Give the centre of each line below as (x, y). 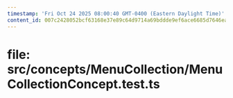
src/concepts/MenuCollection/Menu (115, 69)
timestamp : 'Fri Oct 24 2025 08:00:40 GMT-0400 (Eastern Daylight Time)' (116, 14)
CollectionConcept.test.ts (84, 84)
